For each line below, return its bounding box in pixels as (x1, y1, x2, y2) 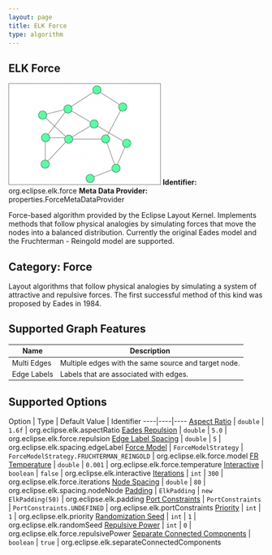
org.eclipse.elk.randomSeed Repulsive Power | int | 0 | (8, 520, 192, 530)
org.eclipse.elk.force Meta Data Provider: (8, 186, 149, 196)
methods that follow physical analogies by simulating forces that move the (8, 219, 257, 229)
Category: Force (8, 260, 93, 274)
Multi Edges (11, 358, 52, 367)
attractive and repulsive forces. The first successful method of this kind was (8, 290, 263, 300)
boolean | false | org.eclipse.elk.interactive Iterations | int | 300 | (8, 468, 223, 479)
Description (129, 346, 171, 356)
